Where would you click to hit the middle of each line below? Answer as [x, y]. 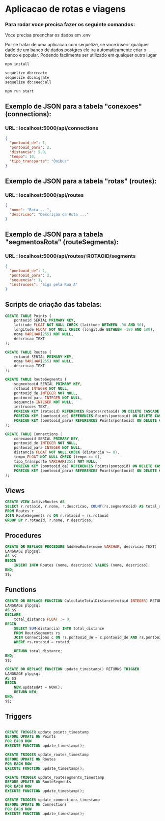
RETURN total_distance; [38, 651]
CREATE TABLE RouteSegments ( [36, 379]
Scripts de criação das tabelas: [54, 304]
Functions [21, 590]
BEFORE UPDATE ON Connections [36, 804]
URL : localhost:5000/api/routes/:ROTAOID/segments [70, 256]
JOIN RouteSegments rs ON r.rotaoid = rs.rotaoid [57, 515]
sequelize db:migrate [27, 78]
